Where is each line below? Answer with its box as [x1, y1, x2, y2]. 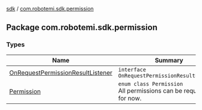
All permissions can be [118, 87, 183, 95]
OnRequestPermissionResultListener [9, 69, 112, 77]
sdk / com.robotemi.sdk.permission [6, 5, 94, 12]
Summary [155, 56, 183, 64]
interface [118, 66, 146, 73]
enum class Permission [118, 81, 183, 87]
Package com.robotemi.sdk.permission [6, 22, 158, 32]
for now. [118, 94, 142, 102]
